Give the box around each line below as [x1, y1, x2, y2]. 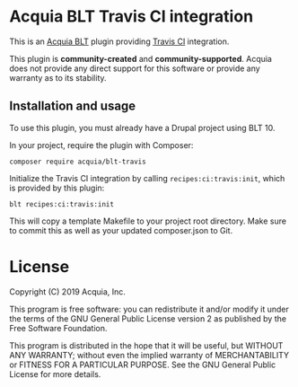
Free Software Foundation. [9, 322, 108, 333]
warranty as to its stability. [9, 72, 107, 83]
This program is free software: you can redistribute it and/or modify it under [9, 303, 289, 314]
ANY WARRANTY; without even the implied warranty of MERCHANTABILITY [9, 349, 290, 360]
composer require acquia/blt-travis [9, 157, 146, 166]
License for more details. [9, 368, 101, 379]
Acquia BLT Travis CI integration [9, 6, 254, 27]
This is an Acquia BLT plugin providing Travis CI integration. [9, 36, 230, 47]
